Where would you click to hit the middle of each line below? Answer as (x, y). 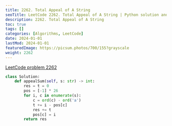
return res (35, 119)
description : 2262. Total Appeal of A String (55, 19)
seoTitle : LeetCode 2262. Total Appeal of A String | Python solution (82, 15)
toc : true (16, 24)
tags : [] (15, 29)
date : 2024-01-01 (24, 39)
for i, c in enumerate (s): (52, 95)
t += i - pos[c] (50, 105)
